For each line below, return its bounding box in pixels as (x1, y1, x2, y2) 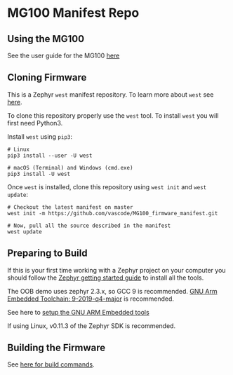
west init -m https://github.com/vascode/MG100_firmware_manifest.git (7, 210, 218, 217)
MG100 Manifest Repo (7, 5, 140, 21)
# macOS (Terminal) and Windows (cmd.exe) (7, 164, 133, 171)
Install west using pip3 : (7, 132, 72, 141)
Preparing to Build (7, 247, 88, 259)
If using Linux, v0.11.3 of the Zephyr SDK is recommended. (7, 321, 176, 330)
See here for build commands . (7, 360, 95, 369)
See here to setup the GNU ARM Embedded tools (7, 308, 149, 316)
